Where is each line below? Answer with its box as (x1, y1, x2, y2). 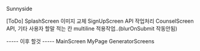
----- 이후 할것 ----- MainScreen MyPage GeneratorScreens (6, 38, 155, 44)
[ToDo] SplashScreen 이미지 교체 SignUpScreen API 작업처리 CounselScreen (6, 17, 194, 25)
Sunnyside (6, 5, 33, 12)
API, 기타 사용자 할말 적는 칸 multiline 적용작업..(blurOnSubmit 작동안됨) (6, 25, 178, 32)
